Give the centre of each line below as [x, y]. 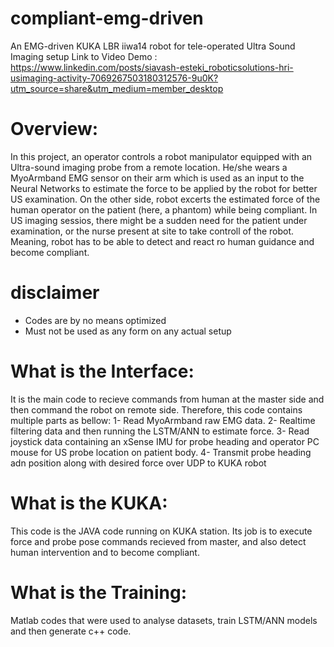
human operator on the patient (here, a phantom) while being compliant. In [164, 209]
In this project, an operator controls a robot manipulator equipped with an [161, 156]
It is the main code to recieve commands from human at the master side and [167, 399]
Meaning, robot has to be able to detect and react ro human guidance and [162, 241]
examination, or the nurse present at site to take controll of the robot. [152, 231]
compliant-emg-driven [107, 18]
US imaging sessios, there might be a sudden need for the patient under [159, 220]
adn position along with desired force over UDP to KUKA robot [138, 463]
